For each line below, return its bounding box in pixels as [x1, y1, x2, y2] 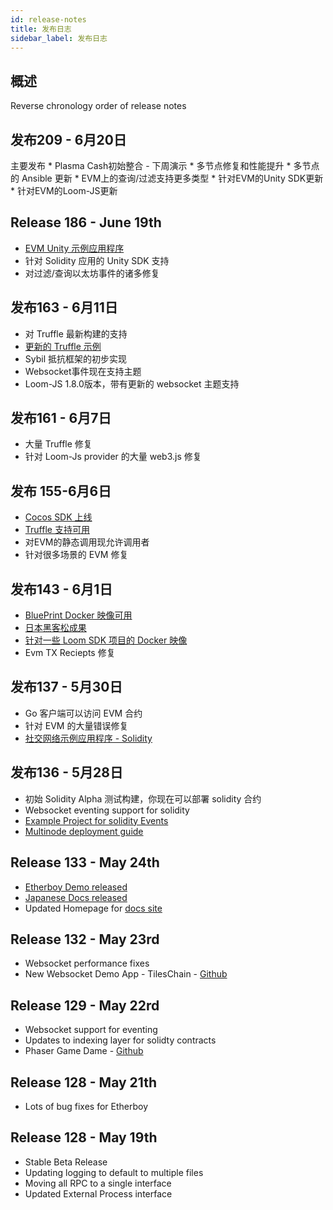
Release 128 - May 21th [10, 1074, 158, 1091]
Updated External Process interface [24, 1187, 173, 1200]
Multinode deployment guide [24, 825, 144, 837]
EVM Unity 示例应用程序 [24, 242, 125, 254]
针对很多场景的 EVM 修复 [24, 549, 129, 561]
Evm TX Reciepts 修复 [24, 647, 116, 659]
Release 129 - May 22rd [10, 997, 160, 1014]
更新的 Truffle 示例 [24, 340, 102, 352]
